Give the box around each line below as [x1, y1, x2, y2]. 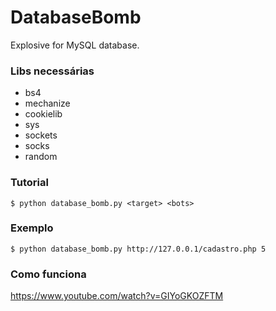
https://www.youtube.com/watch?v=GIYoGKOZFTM [10, 290, 224, 302]
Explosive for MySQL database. [10, 39, 140, 51]
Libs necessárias [10, 64, 95, 78]
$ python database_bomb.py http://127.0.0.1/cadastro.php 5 [10, 244, 267, 254]
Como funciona [10, 267, 87, 281]
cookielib [24, 108, 63, 120]
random [24, 151, 58, 163]
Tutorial [10, 176, 49, 190]
